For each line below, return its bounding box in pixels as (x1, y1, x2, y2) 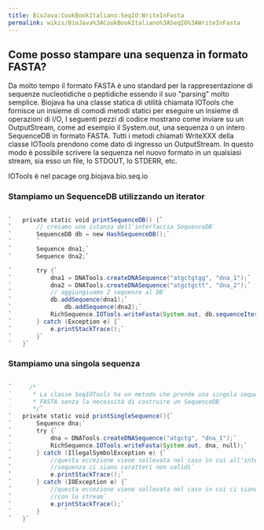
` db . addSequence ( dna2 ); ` (8, 304, 143, 311)
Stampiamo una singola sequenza (8, 359, 141, 370)
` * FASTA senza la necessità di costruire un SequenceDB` (8, 398, 223, 406)
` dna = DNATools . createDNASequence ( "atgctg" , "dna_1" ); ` (8, 434, 237, 442)
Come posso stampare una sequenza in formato (8, 48, 249, 61)
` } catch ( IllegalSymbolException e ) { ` (8, 449, 167, 457)
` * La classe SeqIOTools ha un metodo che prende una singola (8, 390, 237, 398)
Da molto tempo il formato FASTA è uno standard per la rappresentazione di (8, 81, 253, 90)
